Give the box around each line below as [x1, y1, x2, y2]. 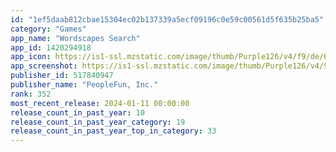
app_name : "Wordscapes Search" [10, 33, 141, 43]
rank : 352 [10, 89, 52, 99]
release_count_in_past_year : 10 [10, 107, 145, 118]
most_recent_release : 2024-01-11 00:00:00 [10, 98, 190, 108]
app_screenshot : [10, 61, 78, 71]
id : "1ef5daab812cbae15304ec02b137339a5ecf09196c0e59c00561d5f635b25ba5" [10, 14, 325, 25]
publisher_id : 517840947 [10, 71, 114, 81]
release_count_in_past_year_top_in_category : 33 [10, 126, 217, 136]
